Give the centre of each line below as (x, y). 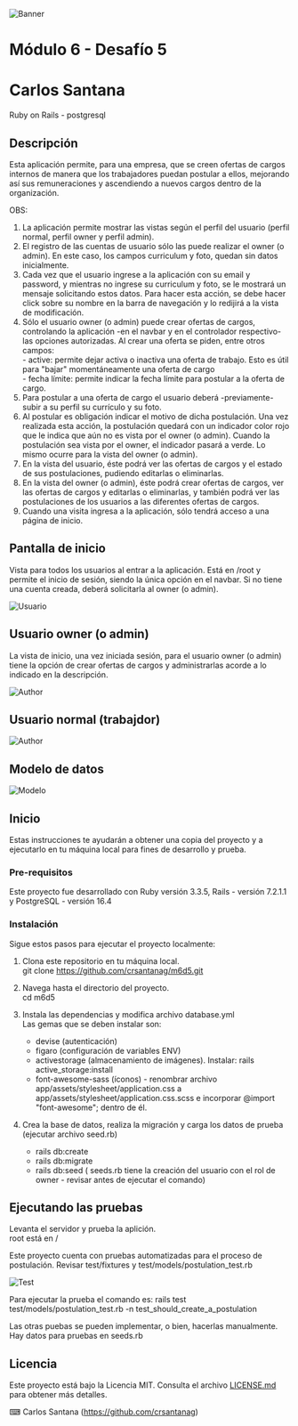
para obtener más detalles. (58, 1395)
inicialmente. (45, 265)
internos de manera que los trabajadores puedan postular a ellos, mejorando (149, 174)
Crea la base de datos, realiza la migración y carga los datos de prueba (153, 1124)
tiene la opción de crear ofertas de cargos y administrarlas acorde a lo (138, 665)
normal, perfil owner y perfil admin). (88, 237)
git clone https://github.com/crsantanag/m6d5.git (113, 970)
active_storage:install (74, 1069)
